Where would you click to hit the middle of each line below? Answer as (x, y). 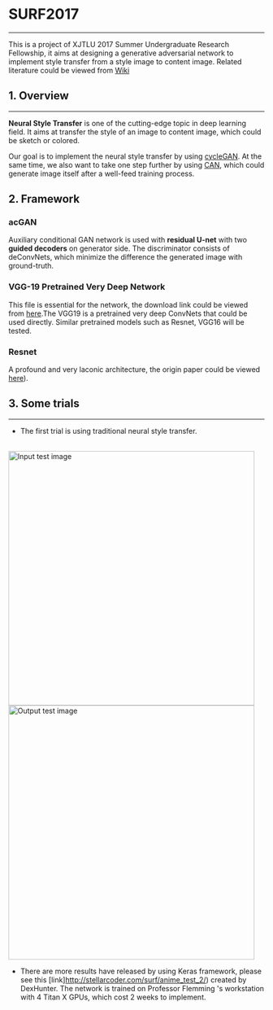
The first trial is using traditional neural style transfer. (108, 431)
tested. (20, 330)
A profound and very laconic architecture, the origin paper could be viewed (134, 369)
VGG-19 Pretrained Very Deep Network (87, 287)
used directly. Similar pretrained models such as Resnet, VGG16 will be (127, 321)
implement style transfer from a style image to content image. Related (125, 61)
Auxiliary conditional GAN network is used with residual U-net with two (128, 240)
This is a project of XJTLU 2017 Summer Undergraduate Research (119, 44)
